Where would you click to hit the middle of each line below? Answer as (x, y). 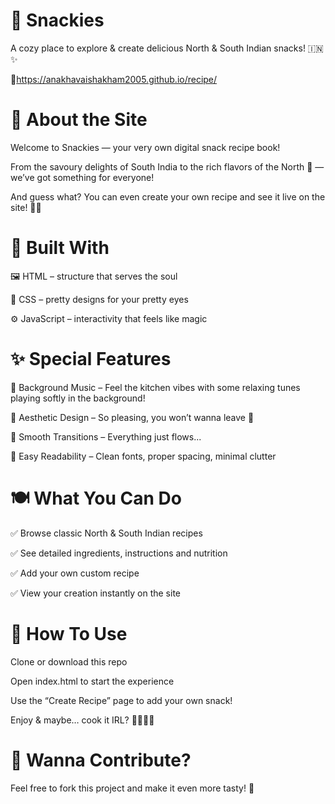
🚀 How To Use (69, 633)
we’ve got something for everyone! (82, 177)
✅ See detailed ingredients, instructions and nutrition (119, 553)
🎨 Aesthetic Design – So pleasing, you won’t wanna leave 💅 (132, 417)
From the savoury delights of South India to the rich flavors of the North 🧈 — (167, 166)
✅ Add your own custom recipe (75, 573)
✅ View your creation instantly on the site (96, 593)
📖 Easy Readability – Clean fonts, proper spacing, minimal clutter (143, 456)
